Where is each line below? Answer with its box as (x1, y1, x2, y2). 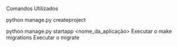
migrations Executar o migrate (6, 34, 80, 41)
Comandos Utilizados (6, 5, 59, 12)
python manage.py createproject (6, 16, 86, 23)
